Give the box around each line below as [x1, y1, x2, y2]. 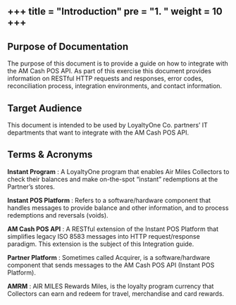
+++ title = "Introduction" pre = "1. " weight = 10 [7, 6, 223, 18]
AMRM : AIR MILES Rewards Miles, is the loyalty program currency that [7, 282, 214, 290]
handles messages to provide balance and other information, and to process [7, 204, 229, 212]
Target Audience [7, 102, 82, 114]
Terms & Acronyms [7, 149, 93, 161]
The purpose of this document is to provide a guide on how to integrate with [7, 59, 229, 68]
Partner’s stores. [7, 182, 55, 191]
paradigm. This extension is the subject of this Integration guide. [7, 239, 194, 248]
